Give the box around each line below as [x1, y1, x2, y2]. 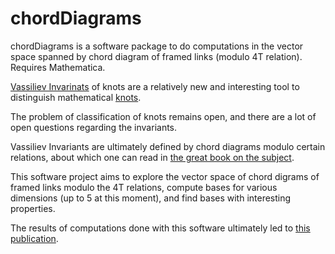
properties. [10, 202, 56, 214]
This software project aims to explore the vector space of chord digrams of [10, 170, 320, 182]
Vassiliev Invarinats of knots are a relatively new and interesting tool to [10, 80, 300, 92]
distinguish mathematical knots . [10, 91, 142, 103]
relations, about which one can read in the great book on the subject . [10, 151, 295, 163]
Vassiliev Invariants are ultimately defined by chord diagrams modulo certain [10, 140, 326, 152]
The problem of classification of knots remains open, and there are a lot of [10, 110, 317, 122]
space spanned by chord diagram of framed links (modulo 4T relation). [10, 50, 303, 62]
